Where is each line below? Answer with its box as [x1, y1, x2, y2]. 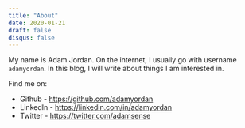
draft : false [8, 26, 52, 34]
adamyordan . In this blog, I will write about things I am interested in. [8, 64, 224, 73]
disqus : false [8, 33, 56, 42]
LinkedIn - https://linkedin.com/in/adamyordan [19, 103, 173, 112]
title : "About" [8, 11, 59, 20]
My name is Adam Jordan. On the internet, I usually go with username [8, 55, 237, 65]
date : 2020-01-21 [8, 19, 66, 27]
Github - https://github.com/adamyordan [19, 94, 154, 104]
